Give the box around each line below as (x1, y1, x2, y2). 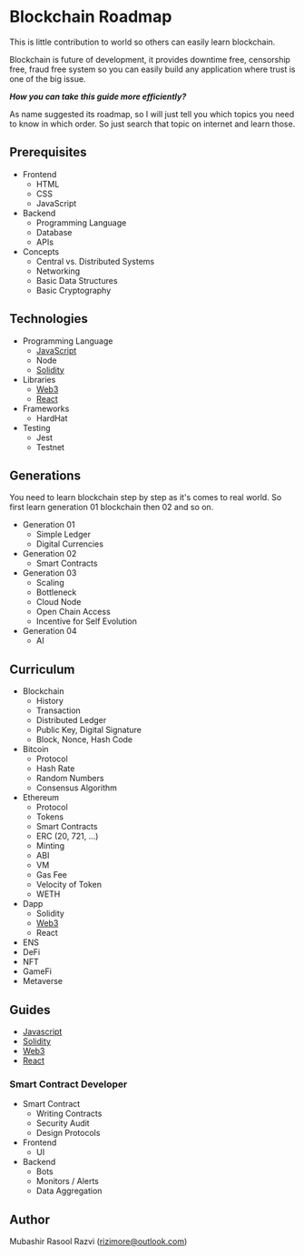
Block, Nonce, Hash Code (35, 734, 133, 745)
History (35, 696, 64, 707)
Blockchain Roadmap (9, 6, 172, 27)
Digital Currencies (35, 538, 104, 549)
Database (35, 226, 73, 237)
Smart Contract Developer (9, 1078, 128, 1090)
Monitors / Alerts (35, 1176, 100, 1187)
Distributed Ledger (35, 715, 107, 726)
